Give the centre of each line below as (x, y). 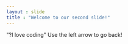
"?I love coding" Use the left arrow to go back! (64, 34)
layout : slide (26, 12)
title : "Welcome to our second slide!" (59, 17)
